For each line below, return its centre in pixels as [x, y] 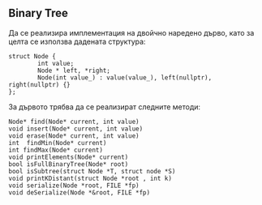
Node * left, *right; [74, 70]
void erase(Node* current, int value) [74, 136]
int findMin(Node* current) [58, 143]
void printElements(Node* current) [69, 157]
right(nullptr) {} [39, 84]
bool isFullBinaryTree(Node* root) [69, 164]
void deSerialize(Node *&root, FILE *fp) [79, 192]
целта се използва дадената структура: [77, 41]
